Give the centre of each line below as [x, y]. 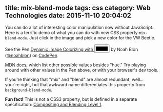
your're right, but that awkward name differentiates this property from [75, 84]
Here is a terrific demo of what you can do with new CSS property [71, 32]
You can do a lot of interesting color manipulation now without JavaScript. [79, 27]
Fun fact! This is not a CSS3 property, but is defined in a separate [71, 99]
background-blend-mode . [29, 90]
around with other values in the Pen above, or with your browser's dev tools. [82, 70]
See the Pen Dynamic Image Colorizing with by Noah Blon [71, 49]
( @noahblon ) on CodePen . [32, 55]
